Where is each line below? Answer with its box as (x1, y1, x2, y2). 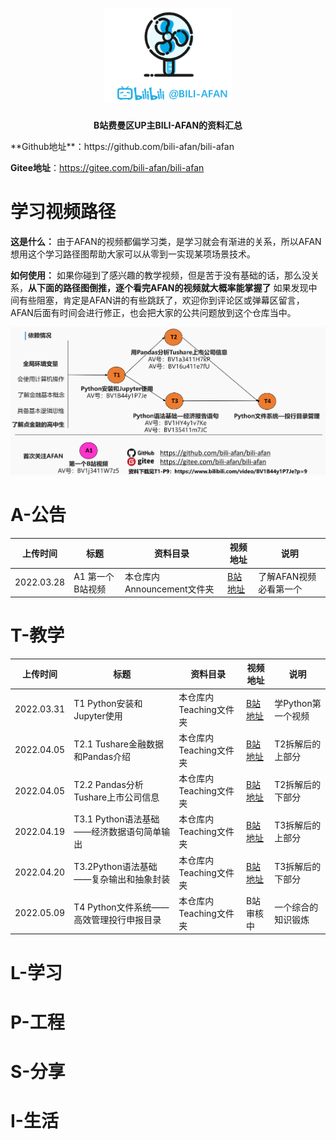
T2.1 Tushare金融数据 (73, 738, 164, 750)
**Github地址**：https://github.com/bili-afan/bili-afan (10, 140, 235, 152)
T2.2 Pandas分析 (73, 779, 144, 791)
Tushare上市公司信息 (73, 791, 160, 803)
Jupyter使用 (73, 709, 123, 722)
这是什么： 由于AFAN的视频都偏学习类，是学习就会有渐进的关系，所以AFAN (10, 235, 322, 247)
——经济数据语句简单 (73, 826, 162, 838)
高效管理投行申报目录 (73, 913, 162, 925)
